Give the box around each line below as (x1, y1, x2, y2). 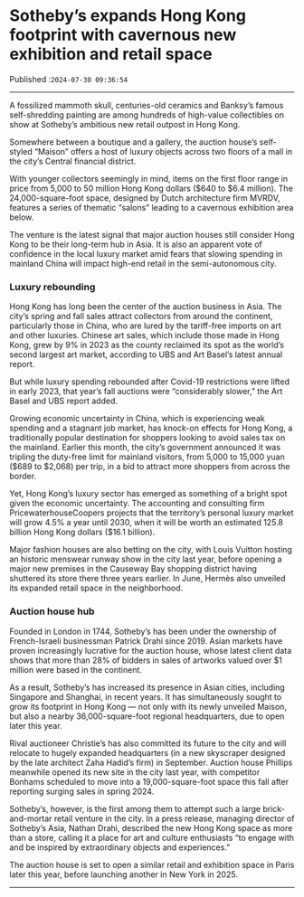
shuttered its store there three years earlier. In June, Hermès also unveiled (9, 573, 287, 584)
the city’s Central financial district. (9, 156, 137, 166)
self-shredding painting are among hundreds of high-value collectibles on (9, 109, 285, 120)
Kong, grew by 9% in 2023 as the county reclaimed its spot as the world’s (9, 340, 285, 351)
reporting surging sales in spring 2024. (9, 786, 155, 797)
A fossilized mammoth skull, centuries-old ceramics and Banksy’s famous (9, 99, 284, 110)
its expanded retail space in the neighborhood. (9, 582, 184, 593)
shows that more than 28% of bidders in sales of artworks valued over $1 (9, 655, 283, 666)
